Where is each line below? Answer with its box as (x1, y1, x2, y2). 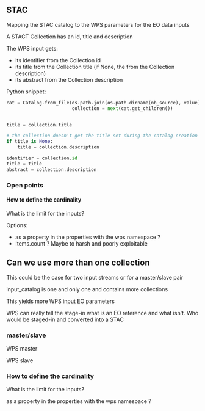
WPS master (6, 344, 38, 352)
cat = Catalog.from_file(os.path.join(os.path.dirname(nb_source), (6, 100, 182, 106)
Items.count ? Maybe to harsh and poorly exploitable (15, 239, 148, 247)
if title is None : (6, 139, 53, 145)
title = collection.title (6, 122, 72, 128)
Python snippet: (6, 88, 46, 95)
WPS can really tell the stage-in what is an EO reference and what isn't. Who (6, 309, 199, 316)
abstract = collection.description (6, 166, 97, 173)
